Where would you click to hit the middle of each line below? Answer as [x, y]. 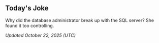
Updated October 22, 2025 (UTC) [41, 35]
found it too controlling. [30, 25]
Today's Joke [27, 8]
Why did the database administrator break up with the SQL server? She [80, 20]
